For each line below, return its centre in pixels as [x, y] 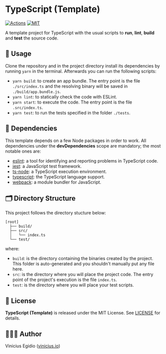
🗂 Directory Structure [40, 198]
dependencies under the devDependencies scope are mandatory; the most [83, 145]
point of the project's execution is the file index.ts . [65, 280]
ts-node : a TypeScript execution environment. [60, 171]
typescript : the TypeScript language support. [59, 176]
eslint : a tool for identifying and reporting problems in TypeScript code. [85, 160]
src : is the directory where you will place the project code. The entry [83, 274]
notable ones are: [23, 151]
